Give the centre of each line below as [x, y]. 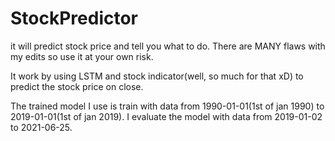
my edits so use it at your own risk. [82, 56]
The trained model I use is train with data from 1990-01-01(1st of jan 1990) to [167, 106]
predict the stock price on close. [77, 86]
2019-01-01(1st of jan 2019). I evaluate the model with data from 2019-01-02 [166, 116]
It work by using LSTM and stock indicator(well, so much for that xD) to [157, 76]
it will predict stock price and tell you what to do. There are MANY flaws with [168, 46]
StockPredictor [74, 18]
